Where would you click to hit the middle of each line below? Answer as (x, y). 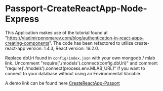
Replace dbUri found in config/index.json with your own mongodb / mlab (80, 58)
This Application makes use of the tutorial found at (56, 32)
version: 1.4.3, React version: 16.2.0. (63, 48)
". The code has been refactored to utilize (91, 43)
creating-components (27, 43)
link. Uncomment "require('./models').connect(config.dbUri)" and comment (81, 63)
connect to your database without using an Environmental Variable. (73, 73)
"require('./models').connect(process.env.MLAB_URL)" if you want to (75, 68)
